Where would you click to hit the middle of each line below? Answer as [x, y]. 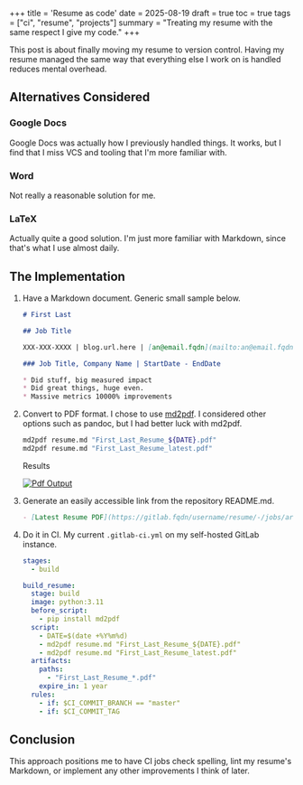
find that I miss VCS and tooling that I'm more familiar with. [118, 152]
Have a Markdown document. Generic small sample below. [131, 298]
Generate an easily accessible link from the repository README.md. [148, 500]
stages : [37, 561]
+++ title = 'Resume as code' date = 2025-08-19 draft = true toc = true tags [150, 13]
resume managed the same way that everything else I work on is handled [145, 59]
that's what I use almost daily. [64, 248]
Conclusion [42, 739]
